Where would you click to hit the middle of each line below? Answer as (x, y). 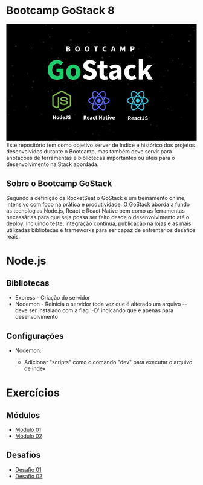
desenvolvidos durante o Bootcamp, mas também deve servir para (89, 152)
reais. (13, 237)
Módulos (23, 415)
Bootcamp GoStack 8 (60, 11)
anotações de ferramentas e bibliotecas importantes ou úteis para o (91, 158)
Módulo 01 (28, 430)
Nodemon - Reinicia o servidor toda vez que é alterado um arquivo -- (101, 304)
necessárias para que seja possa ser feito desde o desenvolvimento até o (98, 217)
